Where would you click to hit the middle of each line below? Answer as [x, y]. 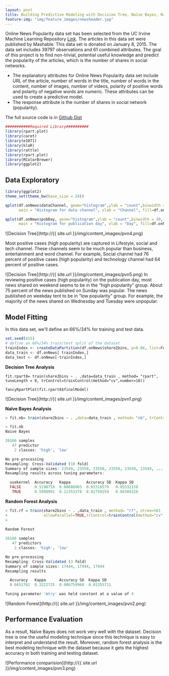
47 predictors [27, 543]
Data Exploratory [32, 180]
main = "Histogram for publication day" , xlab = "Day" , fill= [85, 224]
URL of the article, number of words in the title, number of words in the [86, 81]
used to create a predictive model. [48, 97]
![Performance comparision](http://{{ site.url [51, 663]
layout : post [19, 10]
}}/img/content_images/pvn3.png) [40, 668]
